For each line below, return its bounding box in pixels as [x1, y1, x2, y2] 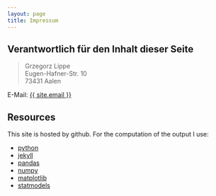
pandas [17, 158, 40, 167]
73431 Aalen [24, 77, 62, 86]
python [17, 144, 39, 152]
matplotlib [17, 174, 47, 183]
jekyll [17, 151, 33, 160]
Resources [7, 111, 56, 123]
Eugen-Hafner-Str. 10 [24, 69, 87, 78]
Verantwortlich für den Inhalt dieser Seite [7, 43, 194, 55]
